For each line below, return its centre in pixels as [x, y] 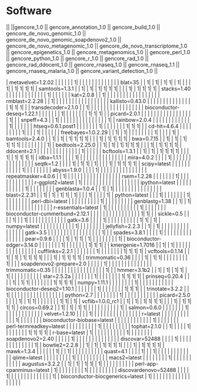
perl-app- [147, 364]
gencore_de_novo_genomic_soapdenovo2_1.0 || [64, 39]
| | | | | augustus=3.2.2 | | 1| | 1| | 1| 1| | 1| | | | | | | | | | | [70, 364]
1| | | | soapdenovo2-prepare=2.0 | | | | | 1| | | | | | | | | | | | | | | [79, 264]
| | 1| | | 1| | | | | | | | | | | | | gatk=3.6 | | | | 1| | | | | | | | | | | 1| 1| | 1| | [83, 220]
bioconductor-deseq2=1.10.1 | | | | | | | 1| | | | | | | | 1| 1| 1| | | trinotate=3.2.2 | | [98, 288]
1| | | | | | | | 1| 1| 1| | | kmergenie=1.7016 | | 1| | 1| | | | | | [126, 245]
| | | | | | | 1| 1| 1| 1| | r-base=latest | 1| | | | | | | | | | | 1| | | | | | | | [79, 332]
